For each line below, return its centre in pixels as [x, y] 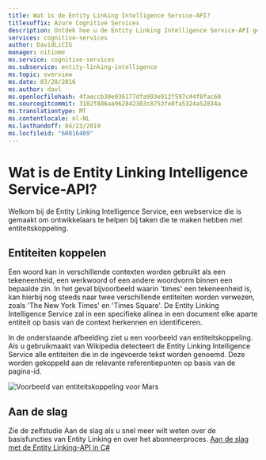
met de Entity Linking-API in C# [59, 447]
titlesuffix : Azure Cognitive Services [74, 23]
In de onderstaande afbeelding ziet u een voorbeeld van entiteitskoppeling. [131, 338]
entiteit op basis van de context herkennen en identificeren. [105, 322]
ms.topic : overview [40, 74]
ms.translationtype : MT [47, 112]
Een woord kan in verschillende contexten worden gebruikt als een [117, 272]
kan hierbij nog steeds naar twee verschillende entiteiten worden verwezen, [132, 297]
